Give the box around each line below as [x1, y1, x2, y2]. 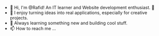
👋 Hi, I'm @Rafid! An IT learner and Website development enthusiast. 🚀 [9, 5, 155, 10]
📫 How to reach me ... [9, 26, 56, 31]
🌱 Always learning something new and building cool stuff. [9, 20, 128, 26]
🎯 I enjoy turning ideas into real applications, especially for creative [9, 10, 148, 16]
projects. [9, 15, 28, 20]
